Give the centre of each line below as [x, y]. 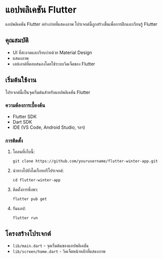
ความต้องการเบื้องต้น [25, 106]
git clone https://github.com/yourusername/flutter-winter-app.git [85, 161]
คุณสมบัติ [17, 40]
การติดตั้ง [14, 140]
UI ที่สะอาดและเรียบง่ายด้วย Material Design [52, 53]
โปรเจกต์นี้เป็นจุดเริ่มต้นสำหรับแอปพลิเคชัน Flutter [48, 92]
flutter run [25, 218]
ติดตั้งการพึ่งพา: [25, 190]
